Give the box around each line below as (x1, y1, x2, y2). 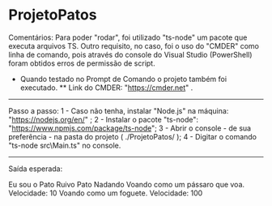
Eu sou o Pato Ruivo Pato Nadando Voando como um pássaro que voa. (8, 179, 245, 189)
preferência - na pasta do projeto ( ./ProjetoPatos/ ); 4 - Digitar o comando (8, 131, 257, 141)
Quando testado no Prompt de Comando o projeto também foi (19, 74, 227, 84)
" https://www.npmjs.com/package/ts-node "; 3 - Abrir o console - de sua (8, 123, 252, 133)
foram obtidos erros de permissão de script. (8, 58, 155, 68)
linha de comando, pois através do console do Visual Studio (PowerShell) (8, 49, 253, 59)
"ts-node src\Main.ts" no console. (8, 140, 121, 150)
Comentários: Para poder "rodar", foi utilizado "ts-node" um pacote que (8, 32, 248, 42)
